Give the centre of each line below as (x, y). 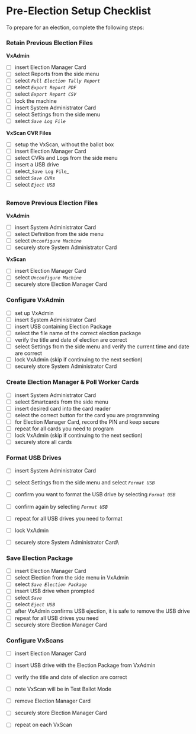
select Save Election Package (51, 584)
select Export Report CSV (46, 94)
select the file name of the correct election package (78, 333)
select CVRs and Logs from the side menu (66, 157)
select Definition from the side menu (59, 234)
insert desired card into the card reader (62, 408)
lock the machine (36, 101)
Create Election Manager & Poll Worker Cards (73, 382)
